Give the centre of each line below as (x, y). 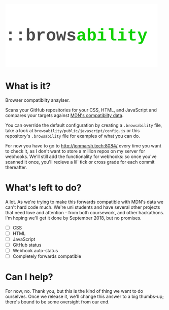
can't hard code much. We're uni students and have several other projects (83, 207)
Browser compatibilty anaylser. (38, 100)
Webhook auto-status (35, 251)
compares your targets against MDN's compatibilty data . (64, 115)
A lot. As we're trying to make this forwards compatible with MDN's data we (84, 202)
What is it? (28, 86)
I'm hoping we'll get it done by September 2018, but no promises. (73, 218)
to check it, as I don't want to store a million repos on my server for (75, 151)
